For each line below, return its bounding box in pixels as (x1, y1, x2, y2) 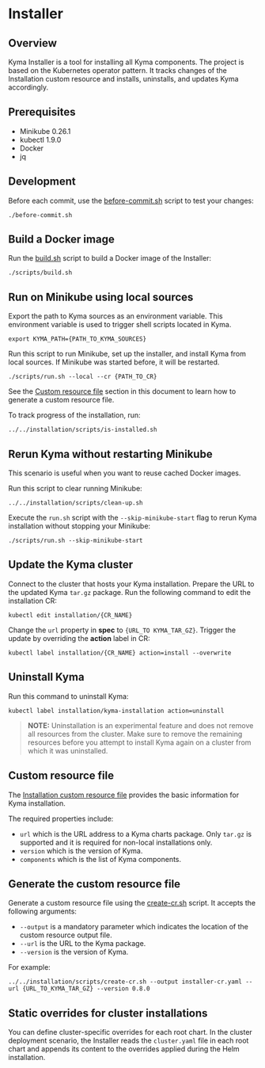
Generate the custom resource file (8, 877, 180, 891)
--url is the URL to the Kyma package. (19, 939, 146, 948)
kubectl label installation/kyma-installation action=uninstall (8, 707, 225, 715)
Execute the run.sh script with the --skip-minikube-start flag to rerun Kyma (8, 513, 257, 523)
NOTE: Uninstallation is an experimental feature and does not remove (27, 720, 254, 730)
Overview (8, 36, 58, 50)
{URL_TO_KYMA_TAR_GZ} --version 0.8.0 (22, 985, 150, 993)
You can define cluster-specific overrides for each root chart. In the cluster (8, 1028, 253, 1037)
